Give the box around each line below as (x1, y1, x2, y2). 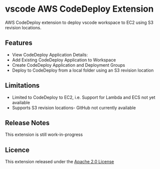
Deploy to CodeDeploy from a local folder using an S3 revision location (12, 67, 154, 73)
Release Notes (5, 118, 50, 127)
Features (5, 39, 32, 47)
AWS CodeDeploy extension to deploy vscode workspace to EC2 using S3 (5, 19, 154, 25)
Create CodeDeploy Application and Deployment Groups (12, 62, 125, 68)
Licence (5, 146, 30, 154)
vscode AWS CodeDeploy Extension (5, 3, 154, 15)
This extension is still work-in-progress (5, 131, 83, 137)
